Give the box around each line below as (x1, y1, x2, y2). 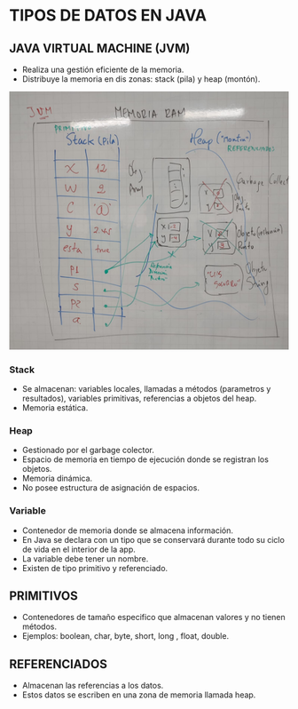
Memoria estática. (21, 402, 89, 413)
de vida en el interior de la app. (21, 544, 136, 554)
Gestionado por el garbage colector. (21, 445, 155, 456)
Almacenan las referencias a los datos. (21, 681, 164, 691)
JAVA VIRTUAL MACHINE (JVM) (9, 41, 191, 56)
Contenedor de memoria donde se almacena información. (21, 525, 233, 536)
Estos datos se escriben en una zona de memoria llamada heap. (21, 689, 256, 700)
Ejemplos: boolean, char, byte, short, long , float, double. (21, 631, 229, 641)
